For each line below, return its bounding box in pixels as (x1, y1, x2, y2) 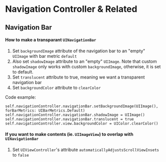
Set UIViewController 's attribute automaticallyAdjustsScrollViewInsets (12, 147, 160, 153)
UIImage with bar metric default (12, 53, 77, 59)
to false (12, 152, 29, 158)
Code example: (5, 94, 36, 100)
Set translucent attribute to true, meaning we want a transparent (12, 74, 145, 80)
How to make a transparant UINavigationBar (5, 37, 97, 43)
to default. (12, 69, 34, 75)
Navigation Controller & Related (5, 3, 138, 15)
